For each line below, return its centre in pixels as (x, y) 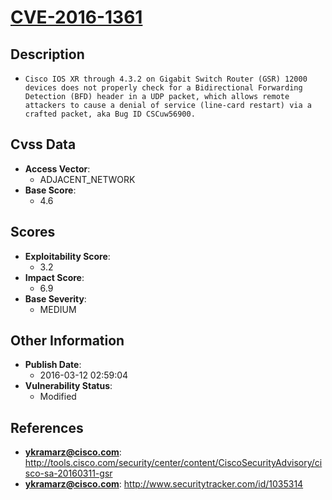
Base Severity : (55, 298)
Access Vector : (57, 168)
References (47, 427)
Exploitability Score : (67, 256)
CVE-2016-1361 (76, 17)
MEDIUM (58, 309)
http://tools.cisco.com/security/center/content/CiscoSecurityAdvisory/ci (173, 463)
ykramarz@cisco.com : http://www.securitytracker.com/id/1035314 (164, 484)
